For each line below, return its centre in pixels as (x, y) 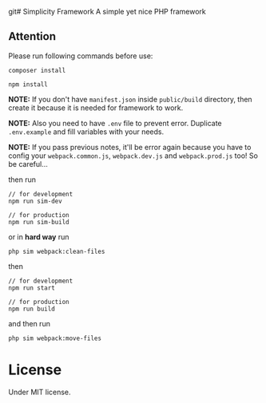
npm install (28, 84)
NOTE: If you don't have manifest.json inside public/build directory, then (131, 99)
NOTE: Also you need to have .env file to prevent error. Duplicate (115, 123)
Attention (32, 36)
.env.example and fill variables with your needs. (86, 132)
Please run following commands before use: (81, 56)
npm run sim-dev (35, 201)
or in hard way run (39, 237)
